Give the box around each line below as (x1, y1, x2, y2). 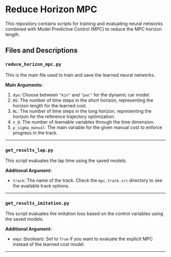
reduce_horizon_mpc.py (5, 61, 62, 67)
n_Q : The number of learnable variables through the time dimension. (12, 119, 155, 125)
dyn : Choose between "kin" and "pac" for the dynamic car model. (12, 91, 151, 98)
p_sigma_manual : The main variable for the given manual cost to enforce (12, 124, 162, 130)
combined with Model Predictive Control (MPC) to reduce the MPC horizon (5, 26, 162, 32)
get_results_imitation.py (5, 200, 70, 206)
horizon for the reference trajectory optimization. (12, 113, 116, 120)
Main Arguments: (5, 82, 43, 88)
